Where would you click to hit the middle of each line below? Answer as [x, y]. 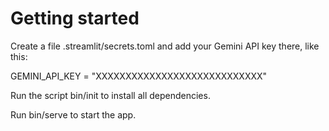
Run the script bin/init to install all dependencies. [110, 95]
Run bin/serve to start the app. [73, 114]
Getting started [75, 18]
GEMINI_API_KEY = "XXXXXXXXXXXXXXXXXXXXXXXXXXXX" [139, 76]
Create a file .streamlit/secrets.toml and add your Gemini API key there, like [165, 46]
